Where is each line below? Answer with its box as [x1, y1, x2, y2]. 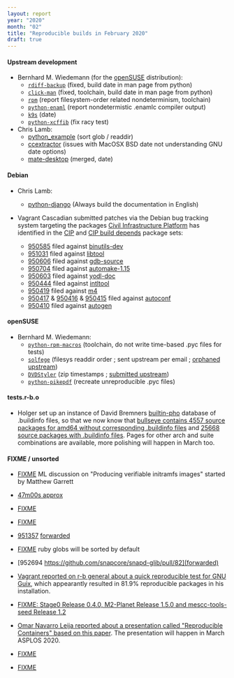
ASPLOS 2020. [17, 636, 61, 644]
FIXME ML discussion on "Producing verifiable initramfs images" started [17, 470, 226, 478]
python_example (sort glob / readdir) [27, 133, 134, 141]
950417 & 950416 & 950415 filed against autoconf [27, 294, 171, 302]
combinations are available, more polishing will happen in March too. [17, 438, 215, 447]
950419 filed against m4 [27, 286, 98, 295]
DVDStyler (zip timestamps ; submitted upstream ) [27, 369, 170, 378]
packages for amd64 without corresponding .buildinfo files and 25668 [17, 423, 220, 432]
